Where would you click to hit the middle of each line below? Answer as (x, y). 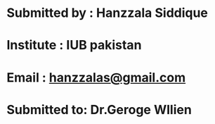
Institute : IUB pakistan (74, 45)
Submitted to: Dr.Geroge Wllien (99, 110)
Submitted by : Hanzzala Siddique (107, 13)
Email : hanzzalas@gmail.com (96, 77)
